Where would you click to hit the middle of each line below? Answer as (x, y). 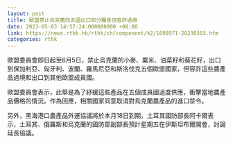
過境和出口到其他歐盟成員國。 (55, 78)
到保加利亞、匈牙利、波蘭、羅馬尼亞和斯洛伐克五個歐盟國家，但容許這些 (110, 69)
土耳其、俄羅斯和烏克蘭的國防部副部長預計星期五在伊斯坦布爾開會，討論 (122, 124)
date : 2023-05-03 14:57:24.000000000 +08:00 (72, 26)
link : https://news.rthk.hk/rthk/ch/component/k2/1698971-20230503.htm (113, 33)
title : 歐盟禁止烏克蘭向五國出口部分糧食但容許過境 (72, 20)
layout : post (26, 14)
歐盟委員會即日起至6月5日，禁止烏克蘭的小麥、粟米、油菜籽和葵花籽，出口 (114, 60)
